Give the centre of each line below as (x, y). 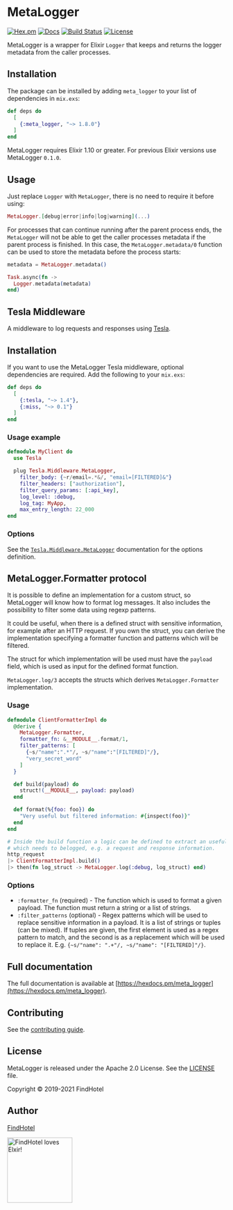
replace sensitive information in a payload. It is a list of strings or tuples (119, 923)
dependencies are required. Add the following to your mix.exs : (96, 374)
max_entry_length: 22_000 (57, 510)
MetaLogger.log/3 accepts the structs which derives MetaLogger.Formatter (113, 680)
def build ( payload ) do (46, 784)
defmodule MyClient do (40, 452)
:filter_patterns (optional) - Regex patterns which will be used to (112, 915)
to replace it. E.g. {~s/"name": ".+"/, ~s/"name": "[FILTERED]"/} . (111, 945)
